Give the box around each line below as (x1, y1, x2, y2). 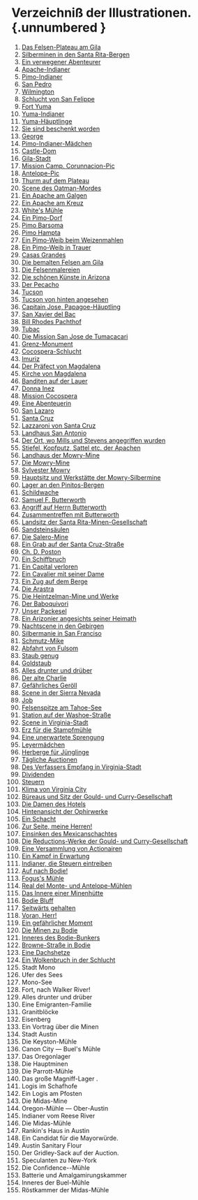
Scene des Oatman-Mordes (21, 184, 102, 192)
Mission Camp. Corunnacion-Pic (21, 161, 115, 170)
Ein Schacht (21, 814, 56, 823)
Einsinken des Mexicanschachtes (21, 829, 118, 837)
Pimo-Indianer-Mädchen (21, 139, 93, 147)
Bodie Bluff (21, 896, 54, 905)
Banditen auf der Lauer (21, 376, 88, 385)
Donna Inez (21, 384, 55, 393)
